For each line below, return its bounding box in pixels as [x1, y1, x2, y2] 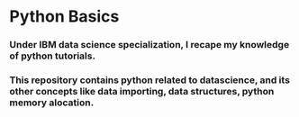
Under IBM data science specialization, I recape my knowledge [9, 39, 290, 51]
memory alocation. [9, 96, 95, 109]
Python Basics [9, 6, 120, 27]
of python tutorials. [9, 49, 96, 62]
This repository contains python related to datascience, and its [9, 74, 291, 86]
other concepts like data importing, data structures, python [9, 85, 275, 98]
